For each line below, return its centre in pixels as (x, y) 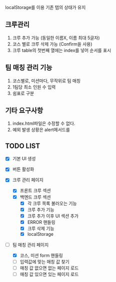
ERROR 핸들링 (41, 222)
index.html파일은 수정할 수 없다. (44, 123)
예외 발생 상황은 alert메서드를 (41, 130)
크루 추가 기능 (41, 209)
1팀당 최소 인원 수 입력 (34, 87)
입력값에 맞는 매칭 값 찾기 (45, 262)
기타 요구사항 (24, 111)
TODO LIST (23, 146)
